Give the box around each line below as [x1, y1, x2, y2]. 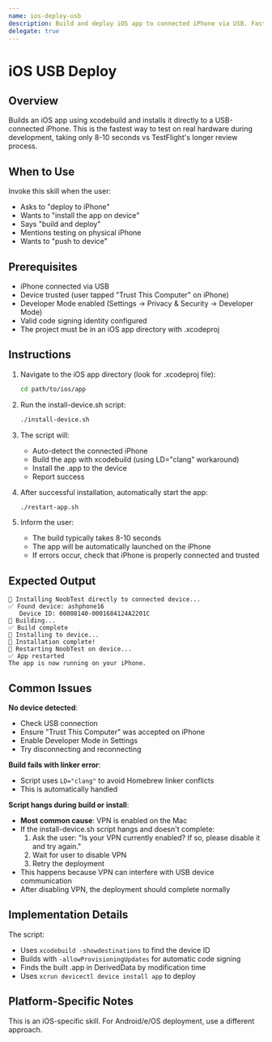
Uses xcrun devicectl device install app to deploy [19, 971, 196, 980]
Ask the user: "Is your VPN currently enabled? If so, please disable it [32, 833, 261, 843]
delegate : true [8, 27, 60, 35]
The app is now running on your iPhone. [8, 660, 147, 668]
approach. [8, 1024, 43, 1034]
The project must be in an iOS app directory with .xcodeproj [19, 325, 220, 334]
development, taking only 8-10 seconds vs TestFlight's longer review [8, 133, 238, 143]
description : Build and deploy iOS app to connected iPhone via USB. [8, 19, 249, 28]
